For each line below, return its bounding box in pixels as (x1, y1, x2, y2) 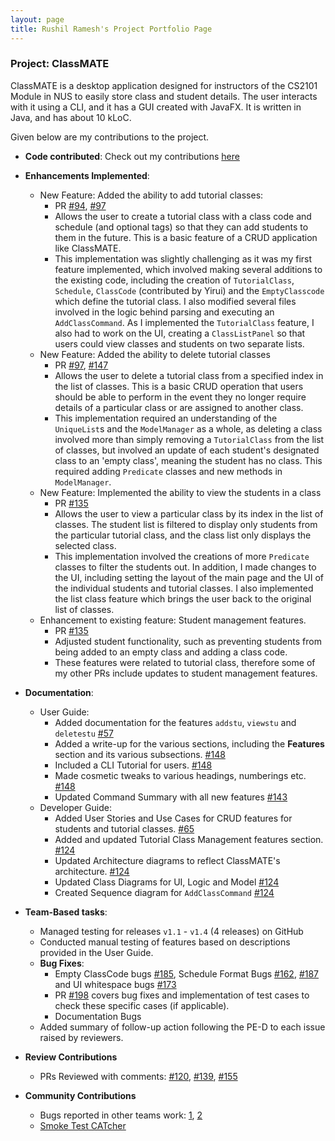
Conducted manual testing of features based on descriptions (39, 936, 291, 948)
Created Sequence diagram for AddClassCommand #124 (54, 886, 275, 898)
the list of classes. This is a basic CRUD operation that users (54, 380, 304, 392)
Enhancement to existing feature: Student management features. (39, 614, 307, 626)
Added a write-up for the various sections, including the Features (54, 737, 325, 750)
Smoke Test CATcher (39, 1119, 127, 1131)
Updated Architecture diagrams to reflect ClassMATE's (54, 854, 281, 866)
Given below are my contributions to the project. (10, 131, 210, 143)
